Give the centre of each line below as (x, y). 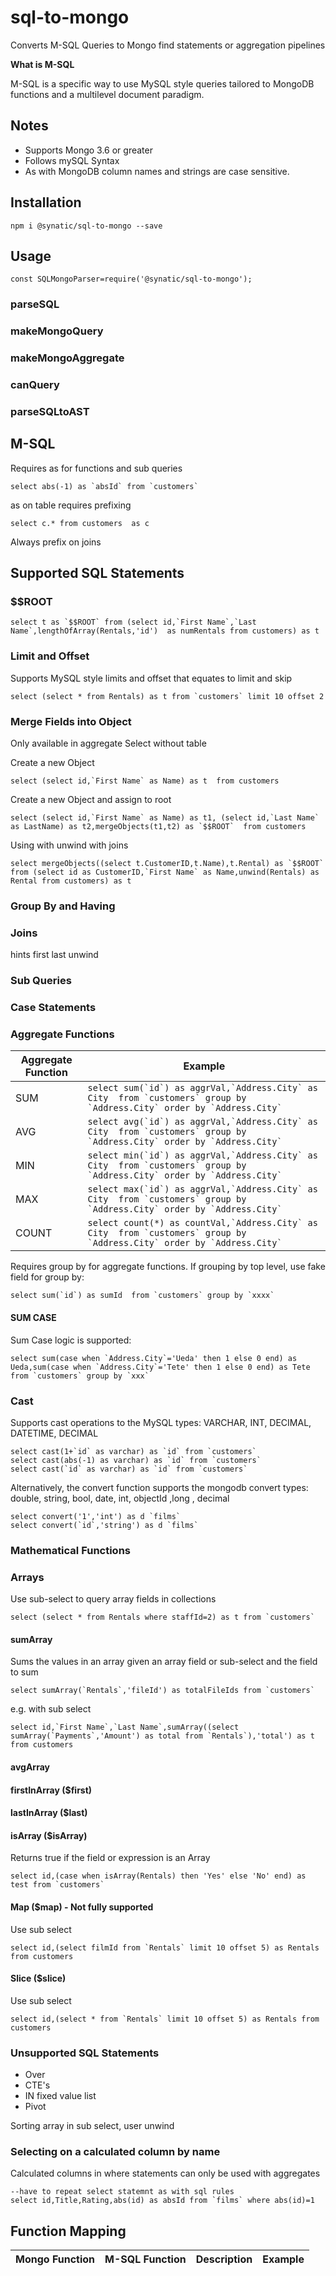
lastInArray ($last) (49, 1813)
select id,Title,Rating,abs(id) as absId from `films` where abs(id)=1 (162, 2201)
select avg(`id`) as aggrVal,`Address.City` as (202, 1122)
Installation (46, 202)
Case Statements (53, 1008)
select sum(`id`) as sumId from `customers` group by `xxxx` (142, 1296)
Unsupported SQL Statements (85, 2053)
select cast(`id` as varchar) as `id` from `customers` (129, 1469)
